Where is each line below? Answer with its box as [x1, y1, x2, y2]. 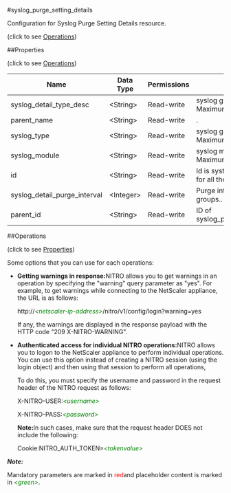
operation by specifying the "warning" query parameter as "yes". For [16, 279, 212, 287]
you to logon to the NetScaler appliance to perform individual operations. [16, 349, 224, 356]
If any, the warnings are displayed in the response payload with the [16, 320, 208, 329]
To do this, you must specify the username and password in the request [16, 376, 221, 384]
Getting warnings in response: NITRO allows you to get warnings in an [16, 272, 217, 280]
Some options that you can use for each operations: [7, 259, 155, 267]
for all [195, 175, 214, 184]
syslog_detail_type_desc [10, 100, 89, 109]
